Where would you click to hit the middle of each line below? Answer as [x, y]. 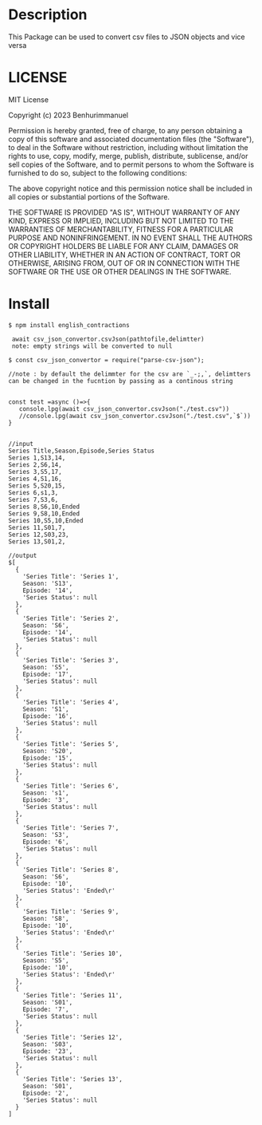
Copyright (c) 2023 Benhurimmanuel [68, 115]
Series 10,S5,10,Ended [46, 520]
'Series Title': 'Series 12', [73, 1037]
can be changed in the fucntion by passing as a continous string [121, 381]
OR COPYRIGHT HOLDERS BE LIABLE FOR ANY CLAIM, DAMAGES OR [123, 246]
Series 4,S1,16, [35, 479]
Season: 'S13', [48, 583]
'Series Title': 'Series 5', [71, 744]
